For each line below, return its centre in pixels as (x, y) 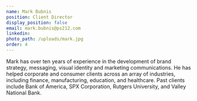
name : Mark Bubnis (29, 12)
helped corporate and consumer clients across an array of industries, (91, 74)
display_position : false (37, 22)
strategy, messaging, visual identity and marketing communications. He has (99, 67)
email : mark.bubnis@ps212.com (44, 28)
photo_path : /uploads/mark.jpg (45, 39)
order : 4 (17, 45)
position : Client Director (39, 17)
